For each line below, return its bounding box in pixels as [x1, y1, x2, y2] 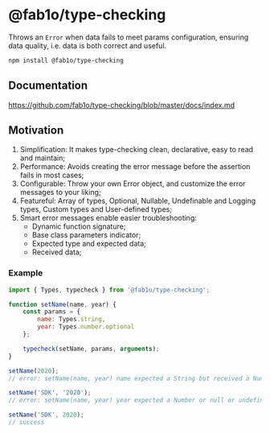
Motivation [8, 123, 64, 138]
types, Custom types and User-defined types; [19, 205, 173, 214]
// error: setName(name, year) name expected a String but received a [8, 374, 250, 382]
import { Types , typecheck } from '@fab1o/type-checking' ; [8, 286, 211, 294]
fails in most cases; [19, 171, 84, 180]
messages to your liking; [19, 188, 102, 197]
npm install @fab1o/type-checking [8, 56, 125, 64]
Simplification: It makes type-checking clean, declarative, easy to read [19, 145, 254, 155]
